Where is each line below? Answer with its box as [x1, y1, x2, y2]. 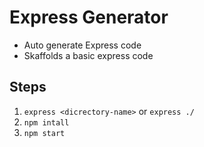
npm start [23, 128, 66, 138]
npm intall [23, 117, 70, 128]
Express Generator [9, 6, 169, 29]
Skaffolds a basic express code [23, 49, 154, 61]
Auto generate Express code [23, 39, 142, 51]
